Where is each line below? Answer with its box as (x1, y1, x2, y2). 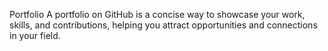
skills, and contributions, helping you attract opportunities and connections (9, 19, 318, 31)
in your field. (9, 30, 61, 41)
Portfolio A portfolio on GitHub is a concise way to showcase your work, (9, 9, 306, 20)
